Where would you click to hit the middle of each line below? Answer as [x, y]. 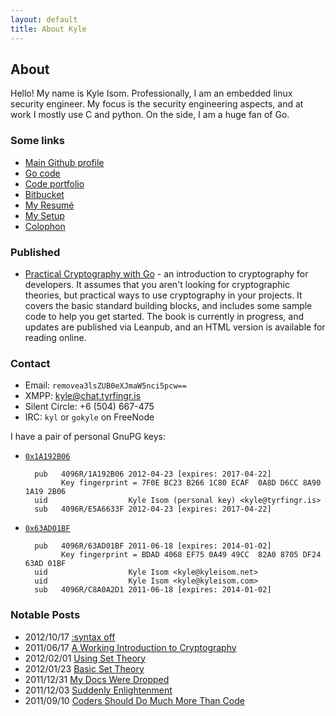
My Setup [44, 215]
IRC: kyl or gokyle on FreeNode [89, 417]
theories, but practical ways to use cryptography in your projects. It [163, 295]
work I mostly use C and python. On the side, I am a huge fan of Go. [150, 115]
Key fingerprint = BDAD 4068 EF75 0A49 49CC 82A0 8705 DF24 [191, 555]
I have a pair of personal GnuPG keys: [88, 437]
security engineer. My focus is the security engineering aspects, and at [157, 104]
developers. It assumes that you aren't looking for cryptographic [157, 284]
